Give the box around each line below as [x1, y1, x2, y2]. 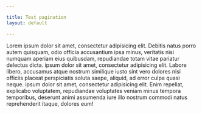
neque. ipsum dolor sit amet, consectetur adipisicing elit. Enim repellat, [6, 80, 184, 88]
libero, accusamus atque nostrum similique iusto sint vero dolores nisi [6, 67, 181, 75]
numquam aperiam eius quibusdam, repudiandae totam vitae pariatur [6, 55, 179, 62]
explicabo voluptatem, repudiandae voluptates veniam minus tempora [6, 87, 181, 94]
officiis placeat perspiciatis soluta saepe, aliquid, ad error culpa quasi [6, 74, 180, 81]
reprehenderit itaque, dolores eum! [6, 100, 94, 107]
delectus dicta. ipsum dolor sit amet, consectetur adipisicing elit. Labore [6, 61, 187, 69]
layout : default [6, 19, 47, 26]
